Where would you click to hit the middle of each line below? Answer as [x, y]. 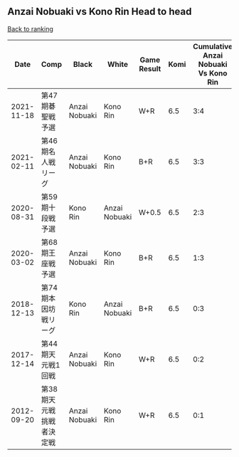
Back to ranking [30, 28]
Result [150, 68]
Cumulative [213, 46]
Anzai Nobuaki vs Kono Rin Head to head [100, 12]
